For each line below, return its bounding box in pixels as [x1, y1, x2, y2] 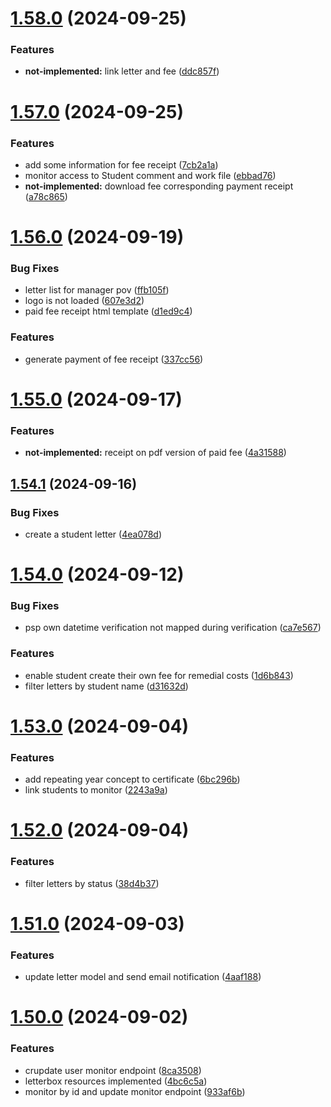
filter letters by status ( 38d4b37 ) [24, 877, 160, 889]
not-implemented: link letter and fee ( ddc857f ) [24, 65, 220, 77]
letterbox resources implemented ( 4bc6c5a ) [24, 1075, 208, 1087]
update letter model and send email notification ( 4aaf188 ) [24, 971, 262, 983]
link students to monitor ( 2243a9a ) [24, 784, 168, 796]
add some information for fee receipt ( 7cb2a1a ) [24, 158, 219, 171]
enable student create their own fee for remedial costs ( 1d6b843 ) [24, 669, 294, 681]
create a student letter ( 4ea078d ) [24, 528, 163, 540]
